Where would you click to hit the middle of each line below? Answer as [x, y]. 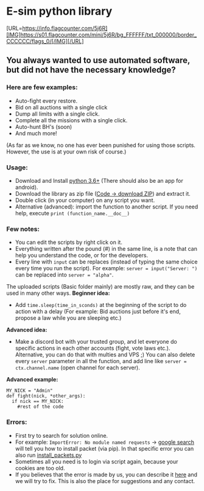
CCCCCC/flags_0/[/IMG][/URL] [45, 41]
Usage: [17, 168]
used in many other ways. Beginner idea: [58, 293]
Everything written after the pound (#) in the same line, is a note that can [106, 249]
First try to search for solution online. [62, 435]
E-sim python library [59, 11]
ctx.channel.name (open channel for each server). [77, 367]
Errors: [17, 422]
